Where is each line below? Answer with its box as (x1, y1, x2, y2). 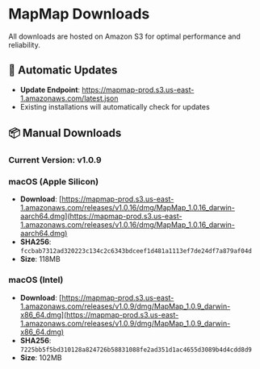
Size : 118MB (19, 255, 61, 264)
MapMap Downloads (8, 5, 150, 23)
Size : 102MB (19, 352, 62, 363)
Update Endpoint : (19, 85, 81, 94)
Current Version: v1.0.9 (8, 155, 103, 166)
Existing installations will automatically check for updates (19, 102, 210, 111)
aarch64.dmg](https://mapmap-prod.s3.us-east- (19, 211, 182, 222)
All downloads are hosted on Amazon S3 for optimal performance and (8, 31, 241, 41)
